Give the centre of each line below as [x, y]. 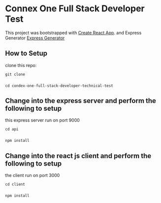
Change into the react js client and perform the [78, 156]
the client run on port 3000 [32, 175]
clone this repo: [21, 65]
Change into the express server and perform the [81, 101]
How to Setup [26, 53]
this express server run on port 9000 [43, 120]
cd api [12, 129]
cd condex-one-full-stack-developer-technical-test [59, 86]
